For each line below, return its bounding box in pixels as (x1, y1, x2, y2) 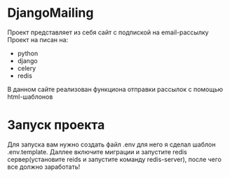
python (17, 49, 39, 57)
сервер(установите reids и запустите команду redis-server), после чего (7, 155, 222, 163)
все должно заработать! (7, 163, 81, 171)
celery (17, 64, 36, 72)
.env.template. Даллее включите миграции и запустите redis (7, 147, 187, 156)
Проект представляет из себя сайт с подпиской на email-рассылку (7, 28, 209, 36)
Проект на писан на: (7, 35, 69, 43)
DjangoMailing (7, 5, 94, 21)
